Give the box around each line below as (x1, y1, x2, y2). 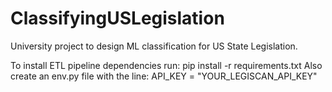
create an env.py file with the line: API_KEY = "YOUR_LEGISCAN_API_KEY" (10, 70, 318, 82)
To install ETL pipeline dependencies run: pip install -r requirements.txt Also (10, 59, 323, 71)
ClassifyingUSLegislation (10, 7, 225, 30)
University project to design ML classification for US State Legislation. (10, 40, 298, 52)
